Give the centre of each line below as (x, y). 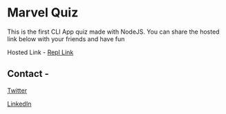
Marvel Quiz (43, 13)
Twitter (17, 90)
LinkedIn (19, 104)
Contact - (28, 74)
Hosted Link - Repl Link (40, 52)
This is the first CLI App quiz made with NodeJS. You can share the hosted (113, 32)
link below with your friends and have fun (66, 38)
